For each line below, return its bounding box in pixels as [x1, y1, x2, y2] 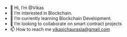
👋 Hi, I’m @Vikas [9, 5, 44, 10]
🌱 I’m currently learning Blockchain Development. [9, 15, 112, 21]
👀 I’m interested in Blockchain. [9, 10, 72, 16]
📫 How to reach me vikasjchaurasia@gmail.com [9, 26, 110, 32]
